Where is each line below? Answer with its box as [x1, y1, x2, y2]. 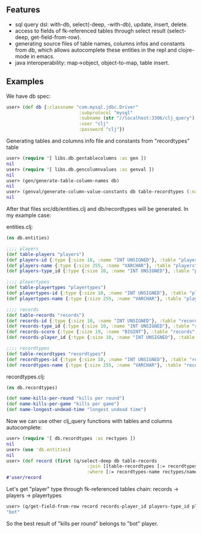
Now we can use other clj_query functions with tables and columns [6, 418, 173, 424]
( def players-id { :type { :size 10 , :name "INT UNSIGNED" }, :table [6, 257, 176, 263]
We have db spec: [6, 93, 51, 100]
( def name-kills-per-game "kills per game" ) [6, 401, 120, 407]
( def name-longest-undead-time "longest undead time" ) [6, 407, 147, 413]
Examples [6, 76, 44, 87]
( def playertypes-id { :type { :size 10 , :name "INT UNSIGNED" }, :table [6, 290, 187, 296]
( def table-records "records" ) [6, 312, 85, 318]
